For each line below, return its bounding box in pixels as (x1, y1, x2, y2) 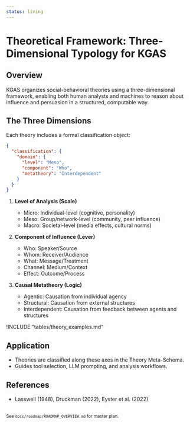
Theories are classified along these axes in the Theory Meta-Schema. (14, 356, 185, 363)
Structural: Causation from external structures (23, 299, 136, 306)
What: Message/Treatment (23, 257, 89, 264)
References (6, 380, 50, 390)
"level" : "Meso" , (21, 159, 65, 166)
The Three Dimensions (6, 116, 91, 126)
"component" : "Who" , (21, 165, 73, 171)
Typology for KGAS (70, 47, 167, 60)
